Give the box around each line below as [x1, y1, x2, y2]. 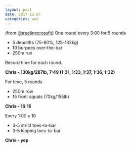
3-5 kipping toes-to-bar [12, 128, 61, 134]
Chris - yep [5, 137, 29, 144]
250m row [12, 89, 34, 95]
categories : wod [5, 16, 39, 21]
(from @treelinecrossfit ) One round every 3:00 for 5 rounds [5, 30, 126, 36]
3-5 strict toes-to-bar [12, 122, 56, 129]
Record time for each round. [5, 60, 63, 66]
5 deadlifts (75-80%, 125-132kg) [12, 40, 79, 46]
